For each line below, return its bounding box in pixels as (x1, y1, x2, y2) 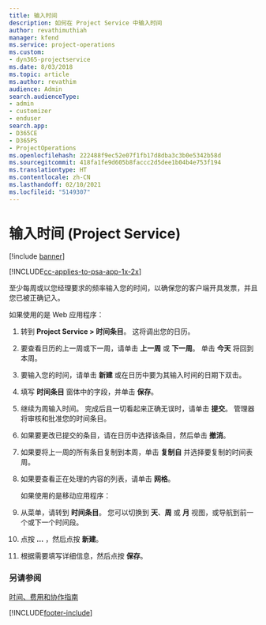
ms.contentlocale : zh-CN (9, 173, 91, 182)
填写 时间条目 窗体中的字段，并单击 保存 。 (20, 387, 159, 396)
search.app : (9, 122, 48, 130)
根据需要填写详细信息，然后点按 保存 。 (20, 551, 148, 560)
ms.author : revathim (9, 78, 77, 85)
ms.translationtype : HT (9, 166, 88, 174)
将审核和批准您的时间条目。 (20, 413, 111, 423)
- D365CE (9, 129, 38, 137)
